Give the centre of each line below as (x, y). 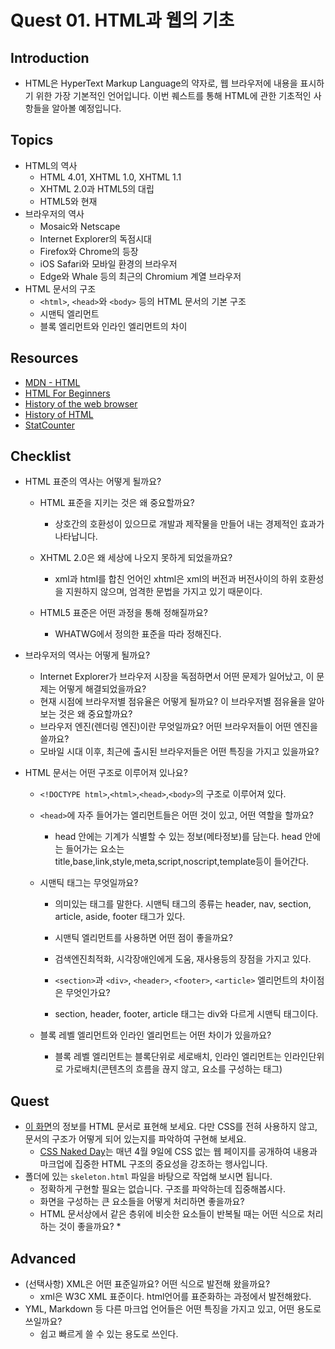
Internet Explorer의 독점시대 (95, 238)
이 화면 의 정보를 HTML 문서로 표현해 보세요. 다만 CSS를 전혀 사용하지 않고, (171, 1127)
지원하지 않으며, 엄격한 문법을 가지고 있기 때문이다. (164, 592)
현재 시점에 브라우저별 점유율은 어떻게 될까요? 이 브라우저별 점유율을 (173, 702)
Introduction (50, 57)
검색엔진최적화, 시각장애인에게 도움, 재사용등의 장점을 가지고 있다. (183, 959)
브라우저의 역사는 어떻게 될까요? (87, 655)
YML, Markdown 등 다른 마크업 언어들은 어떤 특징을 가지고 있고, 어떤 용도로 (173, 1309)
